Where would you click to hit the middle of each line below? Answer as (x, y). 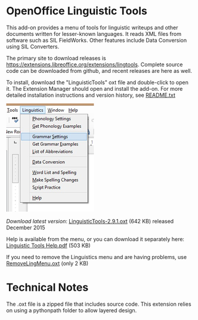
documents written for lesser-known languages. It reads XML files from (94, 33)
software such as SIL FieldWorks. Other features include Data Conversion (97, 40)
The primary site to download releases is (56, 58)
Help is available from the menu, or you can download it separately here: (95, 239)
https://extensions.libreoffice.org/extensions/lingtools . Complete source (95, 64)
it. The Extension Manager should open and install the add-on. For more (95, 88)
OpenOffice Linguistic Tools (77, 11)
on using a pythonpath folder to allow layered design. (72, 310)
